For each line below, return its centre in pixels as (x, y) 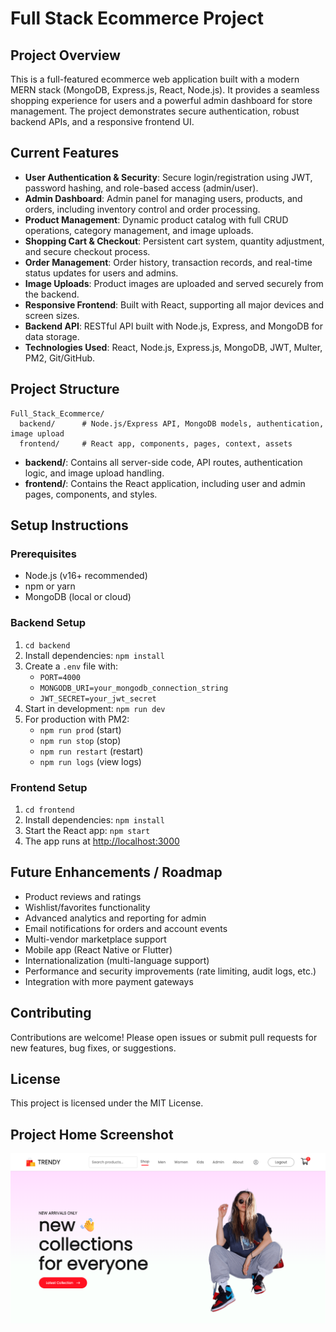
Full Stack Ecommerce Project (137, 18)
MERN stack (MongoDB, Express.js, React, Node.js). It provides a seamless (165, 90)
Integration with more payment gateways (109, 981)
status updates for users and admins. (101, 273)
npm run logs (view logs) (90, 761)
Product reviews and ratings (83, 896)
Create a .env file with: (71, 666)
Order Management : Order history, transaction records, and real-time (168, 262)
